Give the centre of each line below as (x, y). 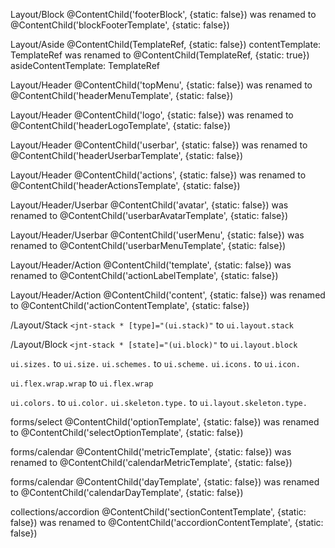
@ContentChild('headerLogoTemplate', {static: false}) (120, 125)
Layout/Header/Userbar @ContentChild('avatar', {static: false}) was (149, 205)
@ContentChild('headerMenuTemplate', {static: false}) (122, 95)
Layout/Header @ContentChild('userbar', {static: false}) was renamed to (159, 145)
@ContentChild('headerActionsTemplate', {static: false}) (125, 185)
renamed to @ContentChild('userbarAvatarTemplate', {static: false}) (149, 215)
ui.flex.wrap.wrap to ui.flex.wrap (82, 383)
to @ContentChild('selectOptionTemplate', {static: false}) (127, 432)
